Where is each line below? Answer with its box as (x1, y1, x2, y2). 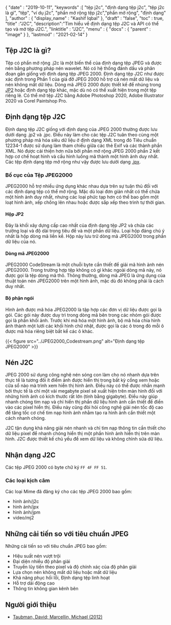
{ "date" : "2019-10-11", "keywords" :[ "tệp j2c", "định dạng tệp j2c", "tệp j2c (5, 5, 165, 10)
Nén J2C (5, 358, 34, 367)
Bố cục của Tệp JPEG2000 (5, 171, 73, 178)
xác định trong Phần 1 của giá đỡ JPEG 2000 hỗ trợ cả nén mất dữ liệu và (5, 76, 159, 82)
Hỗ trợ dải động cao (12, 580, 55, 586)
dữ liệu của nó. (5, 238, 37, 245)
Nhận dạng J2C (5, 450, 56, 459)
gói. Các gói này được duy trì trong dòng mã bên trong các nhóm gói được (5, 311, 162, 318)
